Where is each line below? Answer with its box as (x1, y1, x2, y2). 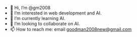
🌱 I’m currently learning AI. (10, 15, 65, 21)
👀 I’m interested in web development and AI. (10, 10, 102, 16)
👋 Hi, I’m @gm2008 (10, 5, 51, 10)
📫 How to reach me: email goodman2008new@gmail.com (10, 26, 132, 32)
